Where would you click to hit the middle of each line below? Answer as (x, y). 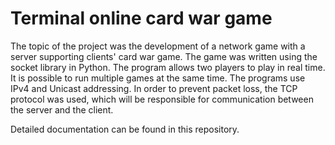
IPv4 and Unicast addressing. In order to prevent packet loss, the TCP (154, 88)
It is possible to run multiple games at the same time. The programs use (158, 78)
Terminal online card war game (141, 18)
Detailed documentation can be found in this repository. (125, 129)
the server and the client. (62, 109)
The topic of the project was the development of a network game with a (158, 46)
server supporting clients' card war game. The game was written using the (164, 56)
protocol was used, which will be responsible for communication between (162, 99)
